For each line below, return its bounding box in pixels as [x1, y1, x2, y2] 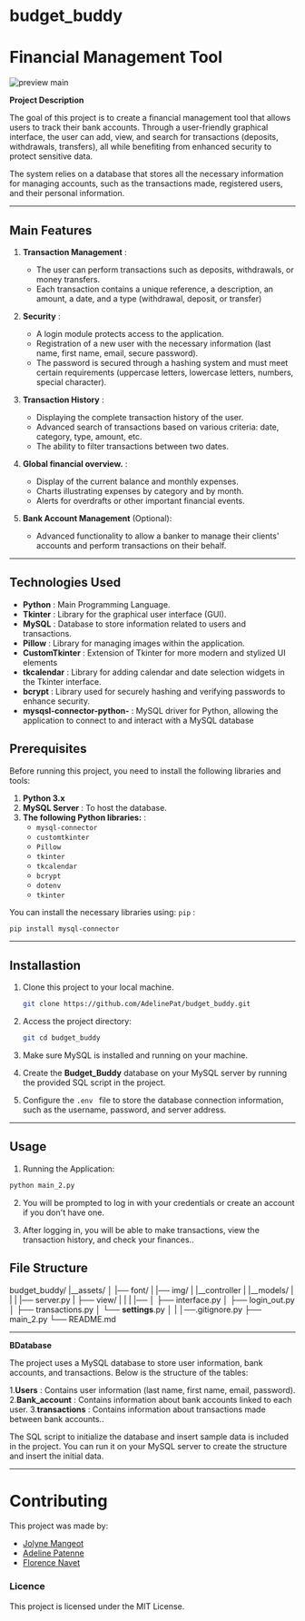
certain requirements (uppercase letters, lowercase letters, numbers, [35, 367, 294, 378]
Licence [9, 1580, 45, 1593]
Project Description [9, 94, 84, 105]
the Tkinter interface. [22, 676, 102, 687]
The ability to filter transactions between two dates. [35, 440, 230, 451]
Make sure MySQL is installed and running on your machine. [22, 1050, 248, 1061]
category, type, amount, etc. [35, 430, 143, 441]
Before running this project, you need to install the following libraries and [9, 765, 281, 776]
